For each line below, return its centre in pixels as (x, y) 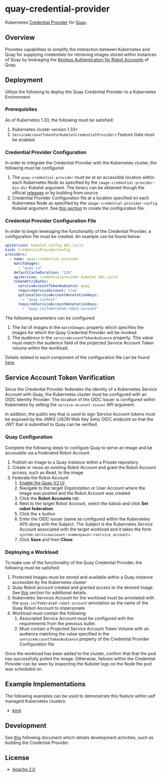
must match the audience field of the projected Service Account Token (83, 342)
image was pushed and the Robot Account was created (75, 493)
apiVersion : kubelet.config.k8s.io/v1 (44, 245)
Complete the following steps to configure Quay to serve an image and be (79, 448)
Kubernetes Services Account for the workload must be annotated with (83, 598)
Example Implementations (45, 684)
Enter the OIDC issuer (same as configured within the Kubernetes (85, 519)
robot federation (36, 508)
